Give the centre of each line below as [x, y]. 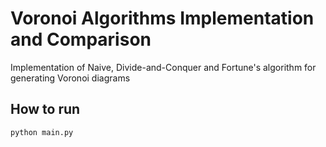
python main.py [42, 132]
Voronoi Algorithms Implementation [162, 18]
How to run [45, 109]
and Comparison [81, 39]
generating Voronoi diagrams [70, 78]
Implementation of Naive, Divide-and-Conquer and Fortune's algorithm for [163, 67]
